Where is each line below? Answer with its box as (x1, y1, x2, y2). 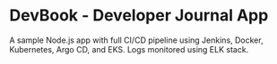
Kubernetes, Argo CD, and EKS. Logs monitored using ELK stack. (9, 44, 249, 54)
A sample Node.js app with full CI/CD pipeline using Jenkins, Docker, (9, 35, 264, 45)
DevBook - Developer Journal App (9, 5, 269, 26)
